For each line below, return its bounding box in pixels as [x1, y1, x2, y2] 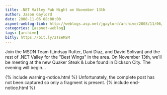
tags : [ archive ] [5, 30, 39, 35]
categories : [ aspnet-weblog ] [5, 26, 66, 31]
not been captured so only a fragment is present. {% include [5, 79, 129, 85]
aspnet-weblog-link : [5, 21, 48, 26]
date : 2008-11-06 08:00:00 [5, 16, 61, 21]
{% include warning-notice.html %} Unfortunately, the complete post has [5, 74, 155, 80]
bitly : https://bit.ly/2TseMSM [5, 35, 70, 40]
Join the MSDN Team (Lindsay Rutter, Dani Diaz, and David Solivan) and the [5, 48, 161, 55]
